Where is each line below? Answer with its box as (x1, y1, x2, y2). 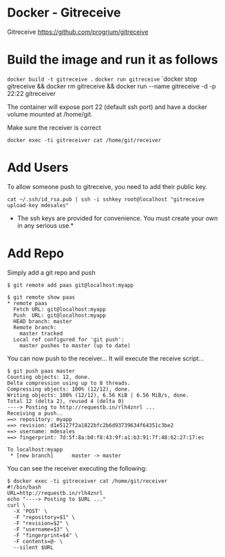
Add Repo (7, 246, 64, 261)
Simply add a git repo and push (7, 268, 96, 277)
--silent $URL (13, 544, 54, 551)
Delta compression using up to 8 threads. (7, 380, 131, 387)
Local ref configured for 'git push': (13, 336, 125, 343)
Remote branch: (13, 324, 57, 331)
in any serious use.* (17, 221, 74, 229)
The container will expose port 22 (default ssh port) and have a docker (7, 102, 208, 111)
